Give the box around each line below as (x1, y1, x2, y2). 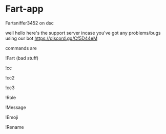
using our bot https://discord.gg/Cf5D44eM (5, 35, 98, 41)
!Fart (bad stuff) (5, 55, 39, 61)
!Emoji (5, 114, 18, 120)
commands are (5, 45, 37, 51)
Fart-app (5, 3, 44, 15)
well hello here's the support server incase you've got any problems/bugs (5, 30, 161, 36)
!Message (5, 104, 27, 110)
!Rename (5, 124, 24, 130)
